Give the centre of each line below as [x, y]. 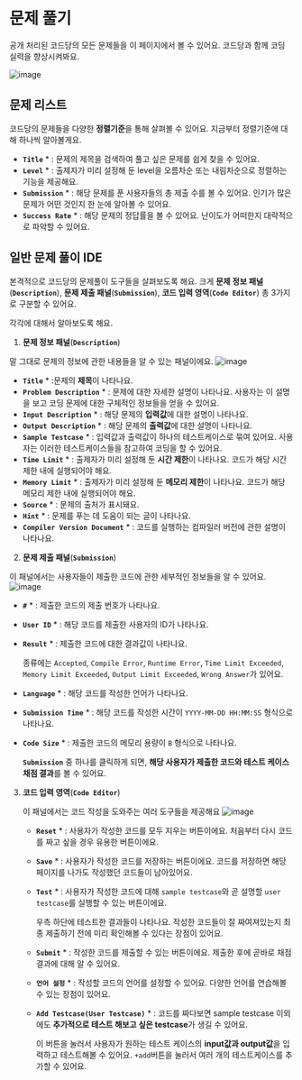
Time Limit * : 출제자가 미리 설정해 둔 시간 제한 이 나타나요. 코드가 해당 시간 [154, 459]
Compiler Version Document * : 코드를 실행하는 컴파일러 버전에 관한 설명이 [154, 526]
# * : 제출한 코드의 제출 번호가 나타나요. [91, 605]
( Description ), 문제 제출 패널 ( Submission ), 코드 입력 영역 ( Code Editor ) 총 [139, 292]
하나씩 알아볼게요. [50, 140]
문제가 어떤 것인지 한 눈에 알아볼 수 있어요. [97, 204]
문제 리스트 [38, 105]
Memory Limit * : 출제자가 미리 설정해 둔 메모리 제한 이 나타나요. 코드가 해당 [154, 481]
